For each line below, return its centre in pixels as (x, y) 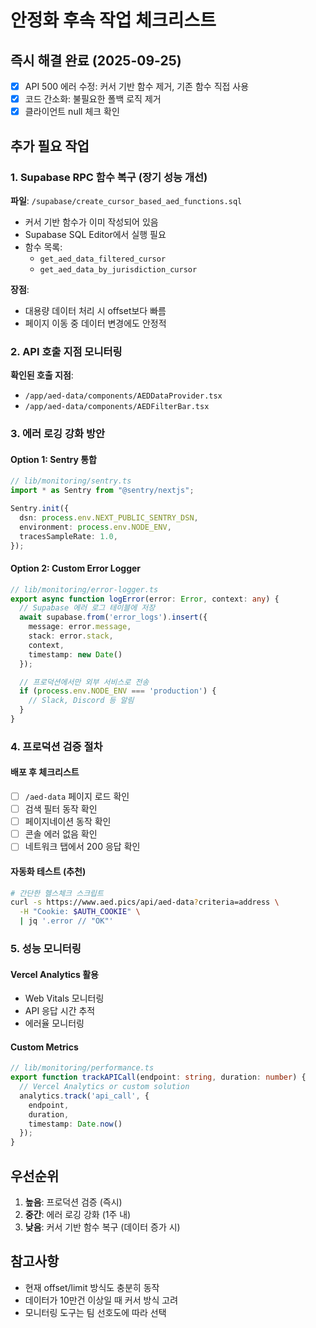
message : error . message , (80, 627)
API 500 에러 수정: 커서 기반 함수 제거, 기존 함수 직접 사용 (137, 86)
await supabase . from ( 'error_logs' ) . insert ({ (113, 617)
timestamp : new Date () (75, 654)
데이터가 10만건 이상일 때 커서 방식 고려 (101, 1300)
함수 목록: (43, 247)
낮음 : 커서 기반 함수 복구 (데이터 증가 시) (102, 1227)
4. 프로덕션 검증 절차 (56, 746)
